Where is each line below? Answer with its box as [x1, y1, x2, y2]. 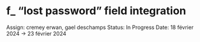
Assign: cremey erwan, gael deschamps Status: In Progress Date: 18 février [6, 24, 194, 31]
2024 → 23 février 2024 [6, 30, 66, 37]
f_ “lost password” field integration [6, 4, 186, 18]
